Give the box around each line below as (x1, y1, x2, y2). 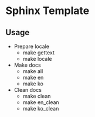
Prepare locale (13, 43, 49, 50)
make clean (22, 92, 51, 99)
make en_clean (22, 99, 59, 106)
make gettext (22, 49, 55, 56)
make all (22, 68, 43, 74)
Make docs (13, 61, 42, 68)
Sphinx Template (5, 4, 90, 18)
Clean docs (13, 87, 42, 93)
